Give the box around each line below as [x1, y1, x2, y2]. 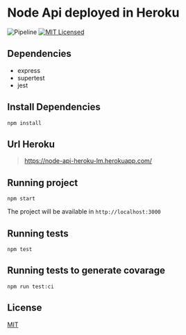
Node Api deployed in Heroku [7, 5, 180, 21]
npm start [7, 196, 36, 203]
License [7, 302, 42, 313]
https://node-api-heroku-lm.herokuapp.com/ [24, 157, 153, 165]
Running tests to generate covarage [7, 265, 165, 277]
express [17, 66, 40, 74]
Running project [7, 177, 78, 189]
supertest [17, 74, 45, 82]
